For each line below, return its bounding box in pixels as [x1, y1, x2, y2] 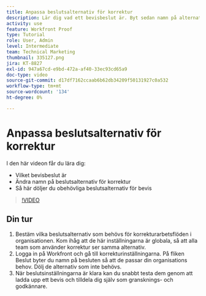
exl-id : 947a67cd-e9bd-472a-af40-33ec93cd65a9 [6, 66, 128, 72]
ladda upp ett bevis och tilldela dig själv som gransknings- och [15, 276, 174, 283]
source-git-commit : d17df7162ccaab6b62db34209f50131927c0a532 [6, 77, 169, 83]
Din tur [6, 214, 33, 224]
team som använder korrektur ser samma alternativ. [15, 243, 146, 251]
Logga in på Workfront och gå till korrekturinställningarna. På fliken [15, 249, 185, 257]
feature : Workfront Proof [6, 26, 72, 32]
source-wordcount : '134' [6, 89, 70, 95]
